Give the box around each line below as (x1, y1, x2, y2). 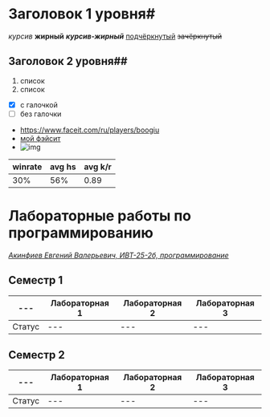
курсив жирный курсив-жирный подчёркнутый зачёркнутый (8, 31, 223, 41)
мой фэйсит (19, 133, 61, 143)
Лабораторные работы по (8, 207, 191, 225)
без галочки (19, 109, 62, 119)
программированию (8, 224, 154, 242)
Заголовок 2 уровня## (8, 55, 128, 68)
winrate (12, 161, 43, 172)
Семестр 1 (8, 273, 63, 287)
